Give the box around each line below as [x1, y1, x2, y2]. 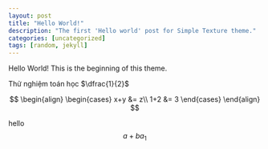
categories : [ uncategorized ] [8, 34, 106, 42]
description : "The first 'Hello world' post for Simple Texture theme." [8, 26, 257, 34]
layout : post [8, 11, 52, 20]
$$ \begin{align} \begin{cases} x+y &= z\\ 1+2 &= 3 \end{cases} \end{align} [9, 95, 261, 104]
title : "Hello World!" [8, 19, 84, 27]
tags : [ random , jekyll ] [8, 42, 88, 50]
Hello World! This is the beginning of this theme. [8, 63, 168, 73]
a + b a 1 [123, 131, 147, 143]
